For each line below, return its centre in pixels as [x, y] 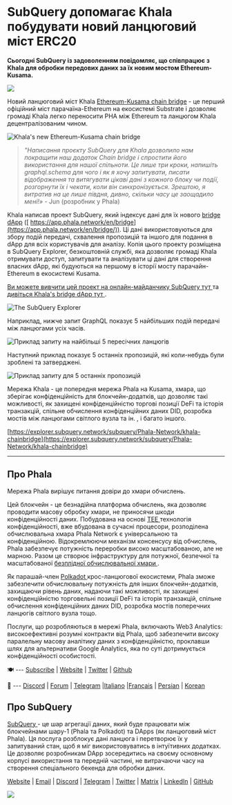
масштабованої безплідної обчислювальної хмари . [84, 563]
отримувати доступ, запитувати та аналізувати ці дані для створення [109, 259]
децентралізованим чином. [47, 123]
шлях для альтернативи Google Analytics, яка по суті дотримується [106, 648]
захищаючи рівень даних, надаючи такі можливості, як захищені [103, 591]
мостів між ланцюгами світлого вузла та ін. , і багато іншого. [97, 418]
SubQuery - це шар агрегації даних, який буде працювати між [99, 724]
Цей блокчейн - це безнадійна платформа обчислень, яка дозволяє [107, 504]
